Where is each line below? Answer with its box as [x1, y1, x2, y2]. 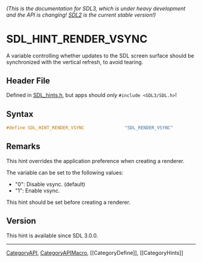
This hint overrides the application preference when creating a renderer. [6, 157, 185, 164]
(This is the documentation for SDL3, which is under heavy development [6, 5, 186, 12]
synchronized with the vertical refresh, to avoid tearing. [6, 58, 144, 65]
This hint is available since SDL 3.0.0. [6, 231, 98, 239]
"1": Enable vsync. [14, 186, 60, 194]
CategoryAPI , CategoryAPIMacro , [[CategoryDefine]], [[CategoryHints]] [6, 249, 183, 256]
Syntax [6, 109, 34, 119]
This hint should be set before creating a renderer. [6, 198, 131, 206]
